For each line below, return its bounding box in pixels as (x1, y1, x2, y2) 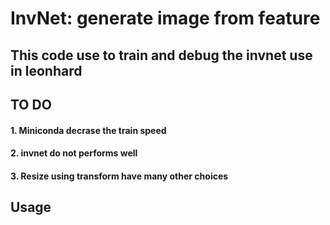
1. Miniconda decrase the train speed (10, 124, 167, 136)
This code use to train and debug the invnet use (10, 47, 313, 64)
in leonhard (10, 62, 83, 79)
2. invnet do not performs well (10, 147, 138, 159)
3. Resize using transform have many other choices (10, 170, 229, 182)
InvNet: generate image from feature (10, 7, 321, 30)
